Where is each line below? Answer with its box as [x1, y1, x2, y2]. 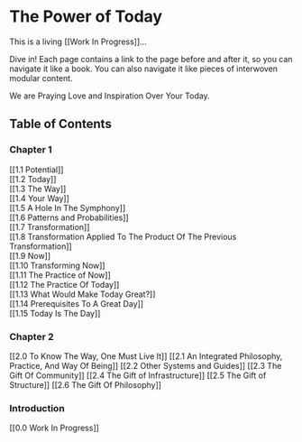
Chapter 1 [9, 143, 52, 156]
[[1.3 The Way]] [9, 183, 67, 194]
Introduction [9, 401, 65, 414]
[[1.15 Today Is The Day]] [9, 308, 101, 318]
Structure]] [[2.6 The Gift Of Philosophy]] [9, 379, 162, 390]
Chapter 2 [9, 330, 54, 343]
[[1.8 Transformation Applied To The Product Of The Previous [9, 231, 237, 242]
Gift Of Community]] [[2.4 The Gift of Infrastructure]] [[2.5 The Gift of [9, 370, 267, 381]
